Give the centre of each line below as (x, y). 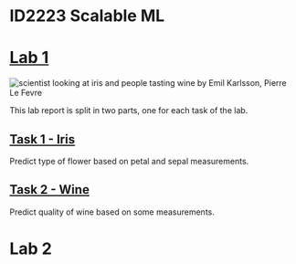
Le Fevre (26, 93)
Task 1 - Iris (42, 139)
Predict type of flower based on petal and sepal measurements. (129, 161)
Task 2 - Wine (49, 190)
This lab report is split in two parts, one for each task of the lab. (129, 111)
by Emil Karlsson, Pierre (242, 83)
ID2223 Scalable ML (87, 16)
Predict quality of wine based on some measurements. (112, 212)
